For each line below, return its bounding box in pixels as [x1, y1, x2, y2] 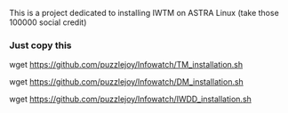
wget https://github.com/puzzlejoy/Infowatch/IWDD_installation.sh [9, 93, 252, 105]
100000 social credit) [9, 17, 87, 28]
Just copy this [9, 39, 72, 52]
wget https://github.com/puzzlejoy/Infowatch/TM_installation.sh [9, 60, 244, 70]
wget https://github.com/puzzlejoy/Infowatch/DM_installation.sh [9, 77, 244, 87]
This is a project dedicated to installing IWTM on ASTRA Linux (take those [9, 8, 280, 18]
